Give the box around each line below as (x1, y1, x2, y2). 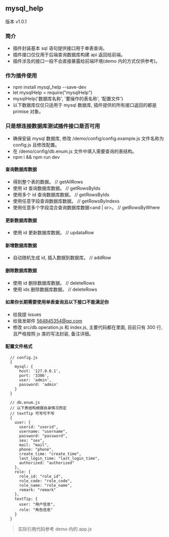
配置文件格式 (5, 343, 32, 349)
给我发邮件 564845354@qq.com (12, 318, 83, 324)
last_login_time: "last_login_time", (18, 456, 100, 461)
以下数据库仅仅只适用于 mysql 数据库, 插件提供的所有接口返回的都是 (12, 102, 157, 108)
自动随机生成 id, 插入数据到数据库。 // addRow (12, 254, 111, 261)
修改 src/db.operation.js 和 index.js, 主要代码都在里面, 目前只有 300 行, (12, 324, 163, 330)
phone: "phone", (18, 447, 54, 452)
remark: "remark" (18, 487, 57, 492)
